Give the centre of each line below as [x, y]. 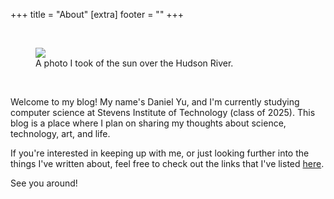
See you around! [44, 183]
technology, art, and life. [60, 133]
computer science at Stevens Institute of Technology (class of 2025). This [163, 112]
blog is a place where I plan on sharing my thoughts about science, [148, 123]
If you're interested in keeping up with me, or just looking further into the [160, 153]
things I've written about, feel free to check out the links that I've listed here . [167, 163]
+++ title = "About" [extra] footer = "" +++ [97, 14]
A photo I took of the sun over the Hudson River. [134, 63]
